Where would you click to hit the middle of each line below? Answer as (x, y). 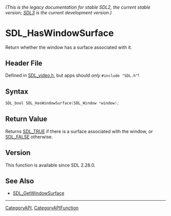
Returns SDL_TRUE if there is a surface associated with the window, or (79, 131)
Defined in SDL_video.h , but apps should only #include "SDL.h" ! (72, 75)
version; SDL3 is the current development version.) (59, 12)
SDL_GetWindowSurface (38, 193)
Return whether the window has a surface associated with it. (69, 47)
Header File (24, 63)
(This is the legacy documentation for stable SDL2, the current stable (78, 7)
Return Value (26, 119)
